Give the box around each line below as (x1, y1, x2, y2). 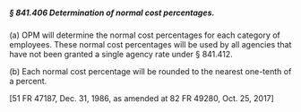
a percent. (9, 75, 47, 86)
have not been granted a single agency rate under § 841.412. (9, 48, 233, 59)
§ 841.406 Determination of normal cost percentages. (9, 7, 215, 18)
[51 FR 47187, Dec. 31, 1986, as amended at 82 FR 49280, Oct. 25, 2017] (9, 92, 275, 103)
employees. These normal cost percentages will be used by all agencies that (9, 39, 292, 49)
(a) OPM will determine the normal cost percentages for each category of (9, 30, 280, 40)
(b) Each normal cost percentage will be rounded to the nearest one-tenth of (9, 65, 292, 76)
